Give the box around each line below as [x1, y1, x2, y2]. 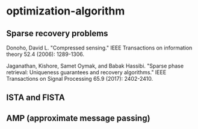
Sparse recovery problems [6, 28, 108, 39]
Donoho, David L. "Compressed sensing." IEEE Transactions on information [6, 44, 193, 51]
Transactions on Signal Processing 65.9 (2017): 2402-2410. [6, 75, 153, 82]
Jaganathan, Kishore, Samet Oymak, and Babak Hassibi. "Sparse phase [6, 62, 184, 69]
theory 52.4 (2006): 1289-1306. [6, 51, 85, 58]
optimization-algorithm [6, 4, 125, 18]
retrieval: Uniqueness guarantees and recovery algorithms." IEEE [6, 69, 167, 76]
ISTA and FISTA [6, 92, 65, 103]
